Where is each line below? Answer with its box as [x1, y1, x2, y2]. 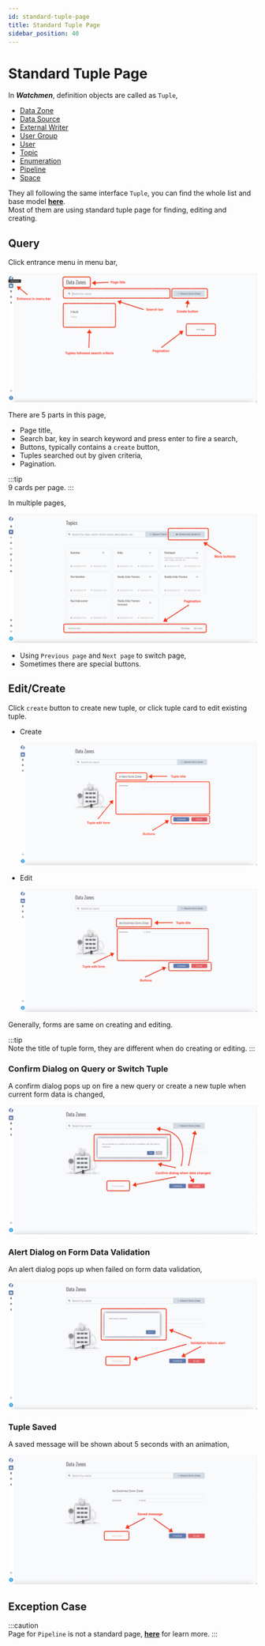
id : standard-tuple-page [8, 13, 90, 21]
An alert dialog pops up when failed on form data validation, [8, 1265, 203, 1274]
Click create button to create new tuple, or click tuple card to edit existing [8, 703, 248, 712]
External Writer [19, 123, 69, 132]
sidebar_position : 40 [8, 29, 80, 37]
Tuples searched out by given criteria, [19, 451, 144, 460]
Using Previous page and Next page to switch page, [19, 651, 187, 660]
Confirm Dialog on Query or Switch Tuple [8, 1063, 169, 1074]
